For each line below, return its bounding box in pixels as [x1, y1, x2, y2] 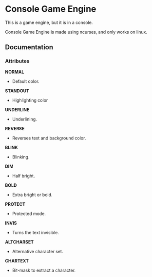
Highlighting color [12, 97, 48, 103]
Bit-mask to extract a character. [12, 267, 76, 273]
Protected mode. [12, 211, 46, 217]
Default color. [12, 78, 39, 84]
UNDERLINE [5, 106, 30, 113]
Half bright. [12, 173, 35, 178]
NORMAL [5, 69, 24, 75]
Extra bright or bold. [12, 192, 53, 198]
